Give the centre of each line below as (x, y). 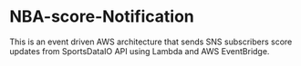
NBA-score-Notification (102, 17)
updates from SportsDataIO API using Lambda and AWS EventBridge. (140, 51)
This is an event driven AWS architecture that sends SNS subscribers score (151, 42)
